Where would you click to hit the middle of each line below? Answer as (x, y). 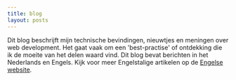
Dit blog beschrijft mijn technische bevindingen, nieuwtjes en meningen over (118, 40)
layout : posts (28, 20)
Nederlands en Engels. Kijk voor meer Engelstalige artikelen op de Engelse (115, 62)
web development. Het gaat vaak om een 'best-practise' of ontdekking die (115, 47)
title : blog (25, 14)
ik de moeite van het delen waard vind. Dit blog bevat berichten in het (108, 55)
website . (20, 70)
